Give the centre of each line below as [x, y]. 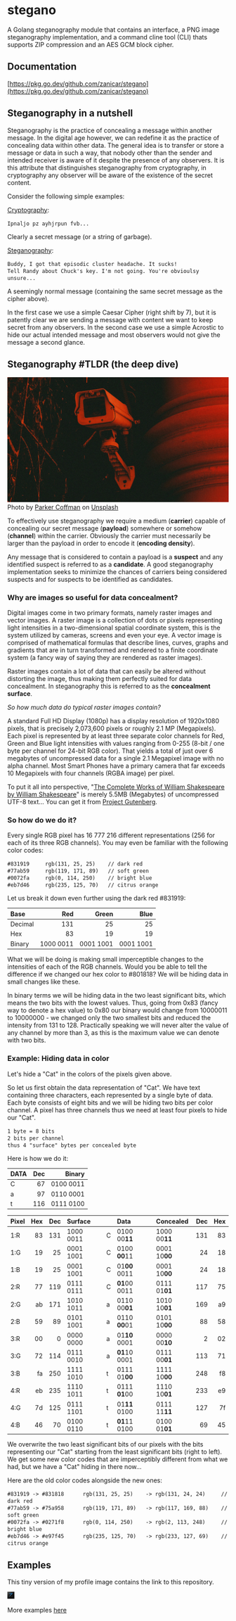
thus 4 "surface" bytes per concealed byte [72, 1145]
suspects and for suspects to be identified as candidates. [90, 579]
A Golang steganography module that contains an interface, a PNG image [113, 30]
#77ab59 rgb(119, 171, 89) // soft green [78, 871]
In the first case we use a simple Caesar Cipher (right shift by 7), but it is [112, 312]
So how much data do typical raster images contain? [84, 707]
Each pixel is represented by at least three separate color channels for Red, [116, 736]
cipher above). [28, 298]
